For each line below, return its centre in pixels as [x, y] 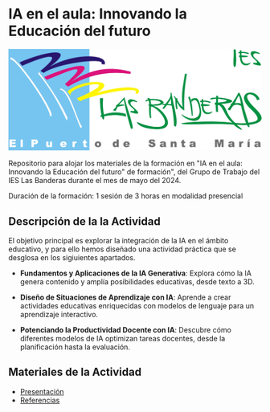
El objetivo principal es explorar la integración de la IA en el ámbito [119, 241]
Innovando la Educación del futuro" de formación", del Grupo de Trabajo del [134, 172]
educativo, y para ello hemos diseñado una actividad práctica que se [123, 249]
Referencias [40, 400]
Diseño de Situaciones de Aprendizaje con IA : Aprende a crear [125, 297]
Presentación [42, 391]
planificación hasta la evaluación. [75, 347]
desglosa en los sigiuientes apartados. [72, 258]
